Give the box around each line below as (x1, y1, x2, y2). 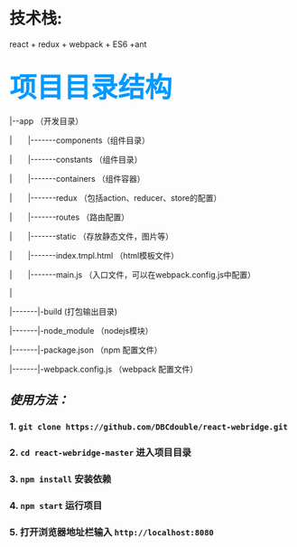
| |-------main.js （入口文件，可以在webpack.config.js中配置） (9, 269, 255, 280)
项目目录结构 (9, 72, 173, 104)
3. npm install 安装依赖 (9, 472, 112, 485)
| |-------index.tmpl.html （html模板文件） (9, 250, 179, 260)
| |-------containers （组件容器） (9, 173, 145, 184)
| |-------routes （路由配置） (9, 212, 130, 222)
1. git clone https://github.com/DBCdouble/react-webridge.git (9, 420, 289, 433)
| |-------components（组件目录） (9, 135, 151, 146)
